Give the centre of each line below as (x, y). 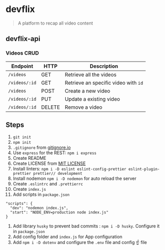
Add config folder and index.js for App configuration (68, 237)
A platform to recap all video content (55, 23)
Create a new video (87, 91)
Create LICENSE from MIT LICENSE (49, 163)
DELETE (51, 107)
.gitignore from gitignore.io (42, 148)
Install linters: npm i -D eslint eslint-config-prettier (70, 169)
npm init (22, 143)
